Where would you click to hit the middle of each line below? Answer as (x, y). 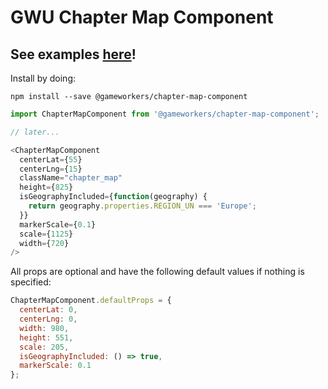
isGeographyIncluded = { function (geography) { (113, 197)
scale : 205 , (44, 347)
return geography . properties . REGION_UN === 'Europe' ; (142, 206)
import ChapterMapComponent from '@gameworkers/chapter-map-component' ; (165, 114)
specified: (31, 282)
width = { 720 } (44, 243)
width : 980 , (44, 328)
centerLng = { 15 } (51, 169)
